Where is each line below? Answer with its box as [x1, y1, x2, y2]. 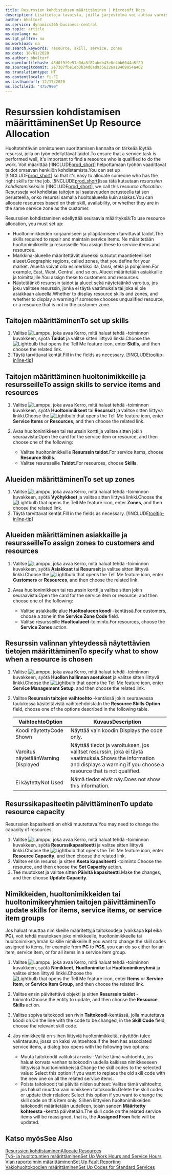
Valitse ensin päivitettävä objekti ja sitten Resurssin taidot [12, 991, 136, 997]
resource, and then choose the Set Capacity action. [12, 864, 123, 870]
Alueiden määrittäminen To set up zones [5, 475, 135, 484]
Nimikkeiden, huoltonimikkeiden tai [5, 890, 121, 898]
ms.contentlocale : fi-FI [5, 75, 58, 80]
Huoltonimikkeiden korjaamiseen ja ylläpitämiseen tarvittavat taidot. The [12, 230, 163, 236]
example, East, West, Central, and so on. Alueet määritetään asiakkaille [12, 268, 162, 275]
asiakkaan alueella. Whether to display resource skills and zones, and [12, 290, 158, 297]
